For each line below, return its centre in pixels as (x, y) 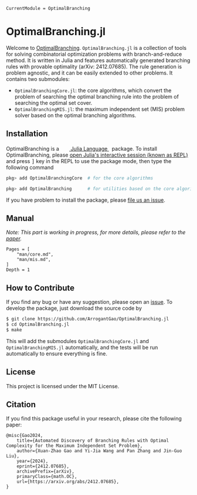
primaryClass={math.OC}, (47, 477)
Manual (20, 218)
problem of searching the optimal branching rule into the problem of (96, 96)
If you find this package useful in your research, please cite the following (94, 419)
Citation (21, 404)
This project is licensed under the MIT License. (63, 386)
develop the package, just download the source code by (74, 308)
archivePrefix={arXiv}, (46, 472)
